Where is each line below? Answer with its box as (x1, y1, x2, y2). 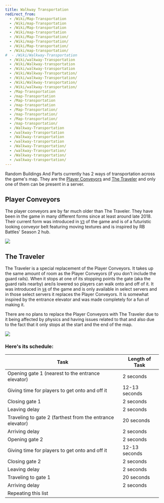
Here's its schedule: (5, 343, 54, 350)
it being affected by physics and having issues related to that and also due (5, 317, 155, 322)
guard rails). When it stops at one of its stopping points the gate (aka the (5, 276, 151, 282)
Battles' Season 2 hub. (5, 229, 51, 235)
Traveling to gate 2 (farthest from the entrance (7, 414, 114, 421)
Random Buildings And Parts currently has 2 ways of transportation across (5, 171, 155, 177)
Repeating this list (7, 490, 49, 497)
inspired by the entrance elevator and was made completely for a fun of (5, 297, 149, 302)
